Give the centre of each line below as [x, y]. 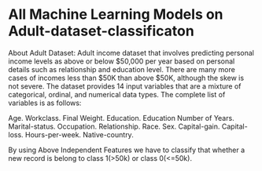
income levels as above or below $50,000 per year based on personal [122, 61]
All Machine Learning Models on [116, 15]
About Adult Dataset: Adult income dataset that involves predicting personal [131, 53]
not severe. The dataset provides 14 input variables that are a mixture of [125, 86]
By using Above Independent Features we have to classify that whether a [127, 150]
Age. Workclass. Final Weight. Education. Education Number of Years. [121, 118]
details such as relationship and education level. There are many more [122, 69]
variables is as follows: [45, 103]
